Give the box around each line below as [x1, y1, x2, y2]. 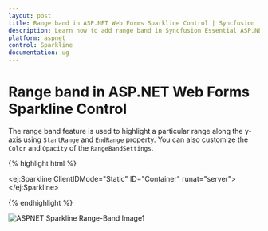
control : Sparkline [8, 41, 73, 49]
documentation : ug [8, 49, 69, 57]
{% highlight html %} [8, 159, 77, 168]
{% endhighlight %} [8, 198, 73, 207]
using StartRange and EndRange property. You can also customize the [23, 135, 249, 144]
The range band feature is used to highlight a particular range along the [8, 126, 243, 135]
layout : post [8, 11, 52, 20]
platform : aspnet [8, 33, 66, 42]
